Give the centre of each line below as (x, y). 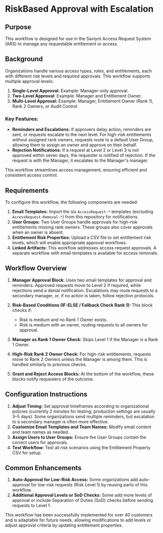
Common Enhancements (43, 468)
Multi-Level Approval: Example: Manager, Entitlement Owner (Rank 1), (83, 101)
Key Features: (22, 119)
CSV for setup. (27, 453)
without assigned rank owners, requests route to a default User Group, (83, 140)
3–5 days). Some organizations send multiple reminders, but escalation (83, 416)
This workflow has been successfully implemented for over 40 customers (79, 515)
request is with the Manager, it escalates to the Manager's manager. (80, 161)
